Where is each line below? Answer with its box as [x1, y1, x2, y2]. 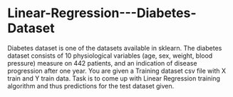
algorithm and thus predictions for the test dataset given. [7, 81, 175, 90]
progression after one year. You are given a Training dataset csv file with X [7, 66, 227, 75]
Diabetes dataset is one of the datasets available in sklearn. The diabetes [7, 44, 222, 52]
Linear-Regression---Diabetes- [7, 5, 197, 21]
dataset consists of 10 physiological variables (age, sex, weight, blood [7, 51, 213, 60]
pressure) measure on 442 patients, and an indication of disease [7, 58, 197, 67]
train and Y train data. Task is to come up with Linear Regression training [7, 73, 221, 83]
